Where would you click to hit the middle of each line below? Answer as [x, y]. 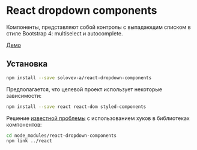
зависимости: [24, 95]
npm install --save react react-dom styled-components [76, 106]
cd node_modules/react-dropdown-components [62, 136]
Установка [27, 64]
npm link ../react [29, 141]
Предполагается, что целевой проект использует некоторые [84, 89]
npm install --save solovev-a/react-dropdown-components [79, 78]
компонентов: [24, 124]
